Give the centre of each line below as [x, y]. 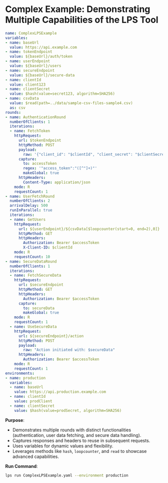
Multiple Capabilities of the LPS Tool [82, 20]
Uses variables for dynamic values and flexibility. [63, 446]
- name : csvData [22, 99]
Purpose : [15, 420]
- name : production [25, 378]
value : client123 [28, 84]
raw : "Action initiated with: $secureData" [69, 350]
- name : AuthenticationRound [35, 117]
